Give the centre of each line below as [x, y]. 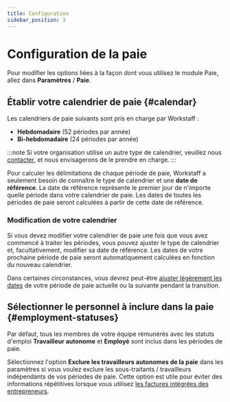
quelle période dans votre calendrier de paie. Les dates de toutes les [104, 195]
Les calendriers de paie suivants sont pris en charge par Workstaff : [103, 118]
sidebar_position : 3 [37, 20]
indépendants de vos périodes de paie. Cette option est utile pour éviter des [115, 377]
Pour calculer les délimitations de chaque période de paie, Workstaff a [106, 173]
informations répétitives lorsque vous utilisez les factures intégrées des [108, 384]
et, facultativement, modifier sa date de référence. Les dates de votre [105, 250]
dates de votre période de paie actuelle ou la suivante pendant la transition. [114, 285]
